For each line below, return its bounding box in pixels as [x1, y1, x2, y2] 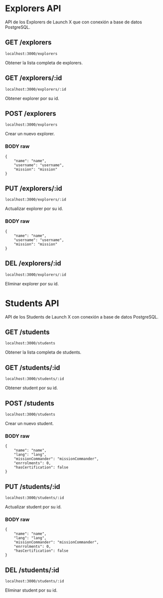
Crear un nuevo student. [5, 420, 54, 426]
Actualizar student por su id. [5, 504, 62, 510]
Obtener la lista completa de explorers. [5, 59, 83, 66]
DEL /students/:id [5, 566, 59, 574]
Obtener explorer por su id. [5, 95, 59, 101]
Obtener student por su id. [5, 385, 58, 391]
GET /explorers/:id [5, 74, 62, 82]
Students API [5, 298, 59, 309]
